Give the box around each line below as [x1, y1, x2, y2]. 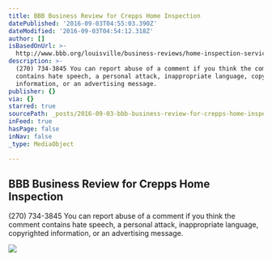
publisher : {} [8, 87, 57, 96]
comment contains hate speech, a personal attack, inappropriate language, [8, 220, 259, 229]
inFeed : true [8, 118, 53, 126]
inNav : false [8, 132, 53, 140]
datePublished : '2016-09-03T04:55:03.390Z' [8, 19, 158, 28]
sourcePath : [8, 110, 49, 118]
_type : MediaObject [8, 139, 74, 148]
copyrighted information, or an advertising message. [8, 229, 184, 238]
